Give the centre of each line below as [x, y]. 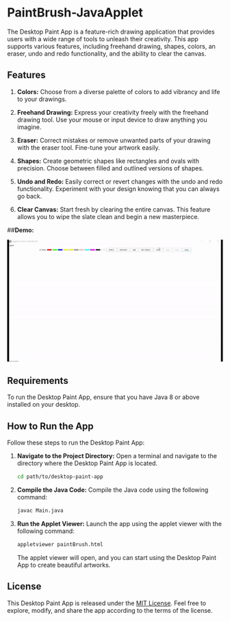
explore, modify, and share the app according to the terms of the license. [110, 610]
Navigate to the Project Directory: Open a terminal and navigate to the [117, 456]
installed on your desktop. [44, 405]
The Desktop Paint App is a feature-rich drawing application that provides [111, 32]
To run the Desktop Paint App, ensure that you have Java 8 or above [103, 397]
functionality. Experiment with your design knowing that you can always [118, 189]
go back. [29, 196]
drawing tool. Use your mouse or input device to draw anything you [112, 120]
